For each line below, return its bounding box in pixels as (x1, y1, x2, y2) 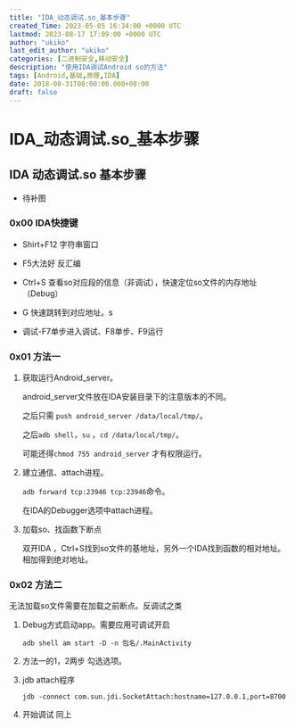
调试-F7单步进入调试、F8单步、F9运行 (21, 326, 164, 336)
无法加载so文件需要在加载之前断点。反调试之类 (9, 600, 183, 611)
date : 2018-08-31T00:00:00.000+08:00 (9, 79, 150, 88)
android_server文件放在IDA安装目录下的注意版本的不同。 (21, 392, 232, 402)
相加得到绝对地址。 (21, 554, 94, 565)
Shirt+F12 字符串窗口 (21, 238, 99, 250)
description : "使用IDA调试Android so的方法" (9, 63, 168, 72)
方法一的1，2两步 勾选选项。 (21, 656, 127, 666)
